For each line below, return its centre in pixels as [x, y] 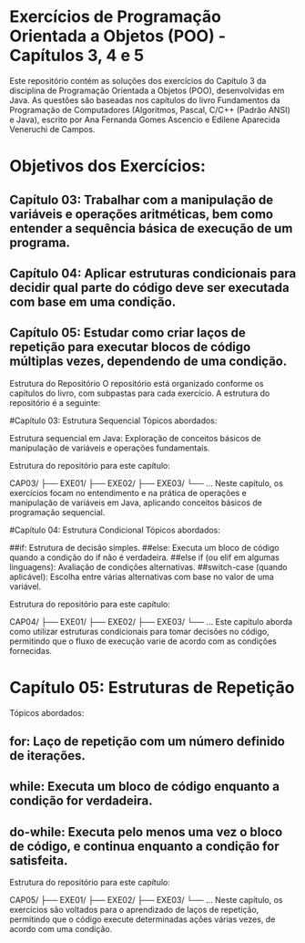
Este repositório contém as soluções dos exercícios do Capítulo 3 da [138, 80]
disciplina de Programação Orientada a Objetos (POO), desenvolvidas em [147, 90]
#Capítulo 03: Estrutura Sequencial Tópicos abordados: [113, 420]
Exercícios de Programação [115, 17]
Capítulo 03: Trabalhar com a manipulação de [142, 199]
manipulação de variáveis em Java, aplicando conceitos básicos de [136, 503]
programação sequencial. [57, 512]
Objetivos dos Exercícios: [108, 166]
